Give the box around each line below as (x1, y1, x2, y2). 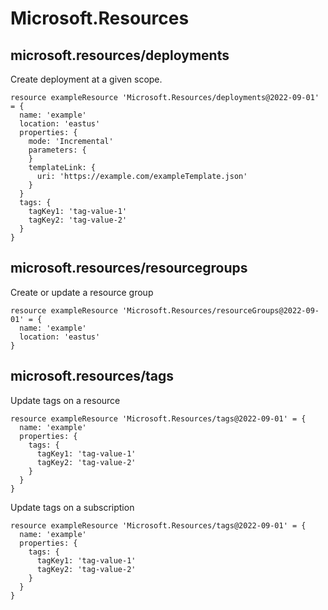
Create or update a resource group (10, 286, 154, 298)
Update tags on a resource (10, 394, 121, 406)
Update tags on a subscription (10, 501, 135, 513)
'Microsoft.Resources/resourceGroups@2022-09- (121, 305, 320, 316)
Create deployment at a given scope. (10, 73, 163, 85)
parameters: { (28, 145, 87, 155)
